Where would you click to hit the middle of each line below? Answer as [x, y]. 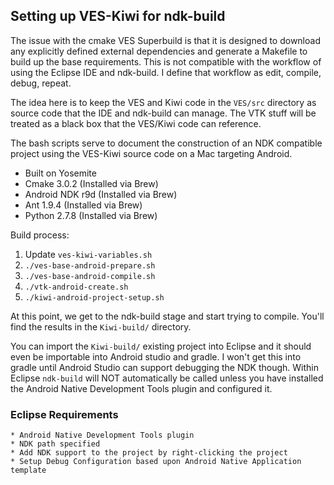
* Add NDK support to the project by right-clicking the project [149, 453]
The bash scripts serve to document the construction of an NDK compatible [166, 143]
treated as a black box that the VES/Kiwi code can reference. [136, 123]
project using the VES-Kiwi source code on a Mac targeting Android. [151, 153]
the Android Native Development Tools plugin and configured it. [141, 388]
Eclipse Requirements [64, 414]
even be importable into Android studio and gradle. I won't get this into [156, 356]
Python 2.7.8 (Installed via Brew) [91, 215]
